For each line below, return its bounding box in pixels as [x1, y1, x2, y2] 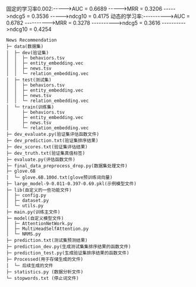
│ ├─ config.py [6, 192, 46, 198]
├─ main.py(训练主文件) [6, 209, 61, 215]
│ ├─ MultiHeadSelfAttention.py [6, 226, 89, 232]
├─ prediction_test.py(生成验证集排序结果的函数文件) [6, 250, 129, 256]
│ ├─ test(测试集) [6, 77, 52, 83]
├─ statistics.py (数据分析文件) [6, 269, 84, 275]
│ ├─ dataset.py [6, 198, 49, 204]
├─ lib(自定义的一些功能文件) [6, 187, 72, 193]
